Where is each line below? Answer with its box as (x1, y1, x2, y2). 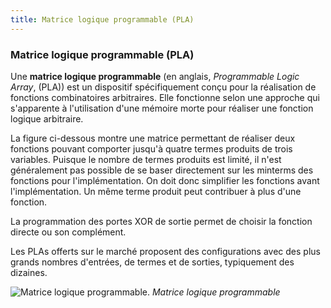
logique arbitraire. (10, 112, 84, 125)
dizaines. (10, 266, 48, 278)
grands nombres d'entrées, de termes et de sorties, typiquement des (10, 256, 295, 268)
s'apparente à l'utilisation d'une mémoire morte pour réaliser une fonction (10, 102, 314, 114)
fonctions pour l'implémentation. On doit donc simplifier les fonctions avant (10, 174, 320, 186)
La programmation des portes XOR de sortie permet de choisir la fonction (10, 215, 313, 227)
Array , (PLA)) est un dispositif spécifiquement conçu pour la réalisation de (10, 81, 317, 93)
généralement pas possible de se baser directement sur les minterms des (10, 164, 314, 176)
